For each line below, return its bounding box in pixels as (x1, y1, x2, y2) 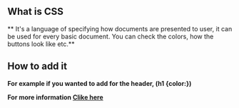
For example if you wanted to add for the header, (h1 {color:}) (7, 79, 192, 87)
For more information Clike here (7, 92, 103, 102)
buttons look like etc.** (7, 39, 75, 48)
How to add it (7, 60, 68, 72)
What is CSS (7, 6, 64, 18)
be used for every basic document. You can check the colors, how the (7, 32, 214, 40)
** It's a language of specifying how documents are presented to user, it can (7, 24, 233, 33)
